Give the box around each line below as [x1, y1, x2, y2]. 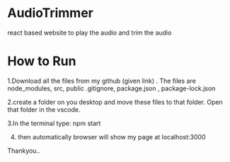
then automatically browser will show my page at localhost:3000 [17, 132, 206, 141]
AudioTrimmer [7, 5, 93, 21]
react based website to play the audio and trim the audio [7, 28, 172, 37]
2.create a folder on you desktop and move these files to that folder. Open [7, 98, 223, 106]
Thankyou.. [7, 146, 40, 155]
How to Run [7, 53, 76, 69]
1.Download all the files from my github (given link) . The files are [7, 76, 196, 85]
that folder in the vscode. [7, 105, 81, 114]
